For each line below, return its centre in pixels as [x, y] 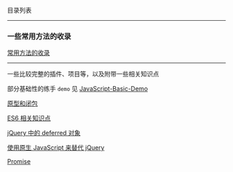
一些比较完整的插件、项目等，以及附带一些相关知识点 [83, 74]
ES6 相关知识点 [29, 118]
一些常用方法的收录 [39, 36]
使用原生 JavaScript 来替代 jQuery [56, 148]
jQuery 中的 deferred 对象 [44, 133]
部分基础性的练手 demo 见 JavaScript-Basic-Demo [78, 89]
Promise [19, 162]
